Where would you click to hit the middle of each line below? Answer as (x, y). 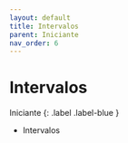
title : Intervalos (44, 26)
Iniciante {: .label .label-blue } (64, 113)
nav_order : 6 (34, 43)
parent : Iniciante (44, 34)
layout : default (40, 18)
